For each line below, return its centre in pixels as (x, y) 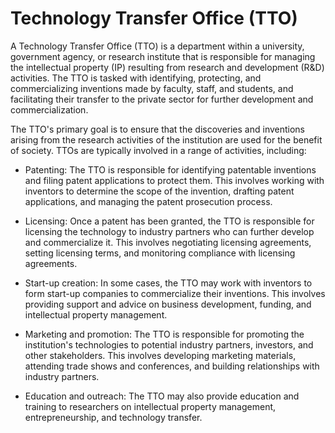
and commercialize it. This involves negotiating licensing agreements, (168, 242)
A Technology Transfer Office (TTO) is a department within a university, (157, 46)
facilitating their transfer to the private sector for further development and (162, 99)
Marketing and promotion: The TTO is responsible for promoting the (164, 334)
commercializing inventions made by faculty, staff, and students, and (152, 88)
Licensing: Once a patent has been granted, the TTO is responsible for (169, 221)
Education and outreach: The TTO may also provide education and (162, 396)
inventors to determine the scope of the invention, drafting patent (159, 191)
